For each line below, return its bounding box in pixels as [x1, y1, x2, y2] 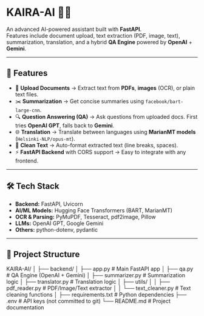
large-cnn [15, 107, 41, 113]
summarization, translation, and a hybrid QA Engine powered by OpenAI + [6, 38, 192, 45]
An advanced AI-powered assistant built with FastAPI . [6, 25, 141, 33]
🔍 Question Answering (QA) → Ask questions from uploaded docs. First [15, 113, 198, 120]
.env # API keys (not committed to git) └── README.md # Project [6, 297, 171, 305]
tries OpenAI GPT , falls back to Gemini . [15, 121, 114, 129]
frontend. [15, 157, 39, 164]
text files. [15, 90, 39, 98]
